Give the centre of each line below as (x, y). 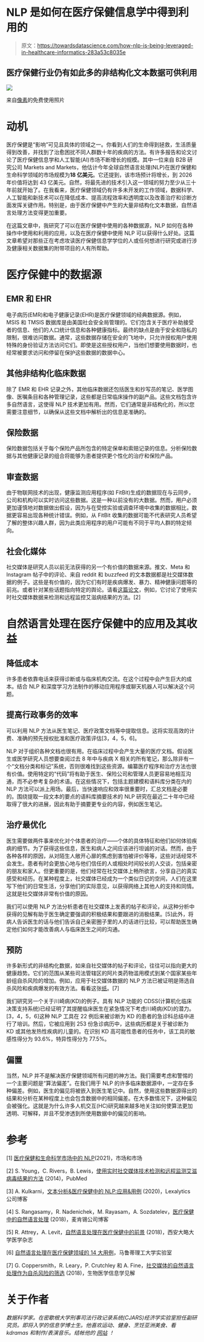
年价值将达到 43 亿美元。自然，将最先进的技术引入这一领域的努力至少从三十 (101, 182)
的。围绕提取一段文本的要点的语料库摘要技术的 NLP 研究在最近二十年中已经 (100, 796)
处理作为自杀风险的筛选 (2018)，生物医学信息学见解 (71, 1273)
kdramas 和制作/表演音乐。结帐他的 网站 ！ (60, 1333)
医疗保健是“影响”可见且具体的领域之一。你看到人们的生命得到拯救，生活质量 (101, 144)
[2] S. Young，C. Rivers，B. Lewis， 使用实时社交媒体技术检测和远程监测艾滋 (102, 1171)
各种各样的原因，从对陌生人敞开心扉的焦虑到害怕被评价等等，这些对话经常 (99, 856)
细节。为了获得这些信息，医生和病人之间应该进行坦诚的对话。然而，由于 (107, 848)
